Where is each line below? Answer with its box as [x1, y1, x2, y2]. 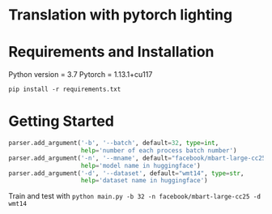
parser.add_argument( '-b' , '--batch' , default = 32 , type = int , [8, 139, 219, 148]
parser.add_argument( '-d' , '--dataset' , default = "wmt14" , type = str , [8, 169, 244, 178]
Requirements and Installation [8, 43, 215, 62]
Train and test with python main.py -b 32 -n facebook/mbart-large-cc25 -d [8, 191, 261, 201]
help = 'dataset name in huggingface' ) [80, 177, 208, 185]
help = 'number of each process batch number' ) [80, 146, 237, 155]
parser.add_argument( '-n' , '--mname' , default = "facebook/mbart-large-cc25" [8, 154, 270, 162]
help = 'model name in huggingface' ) [80, 161, 201, 169]
